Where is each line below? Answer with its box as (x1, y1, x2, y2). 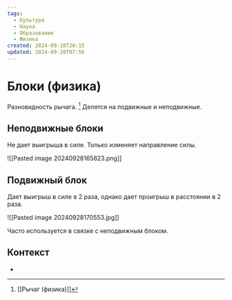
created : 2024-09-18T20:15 (7, 42, 85, 49)
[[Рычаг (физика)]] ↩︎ (17, 285, 79, 293)
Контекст (7, 247, 50, 259)
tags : (7, 10, 23, 17)
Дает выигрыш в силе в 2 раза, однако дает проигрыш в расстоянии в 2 (7, 193, 221, 201)
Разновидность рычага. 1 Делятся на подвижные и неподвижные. (7, 101, 202, 111)
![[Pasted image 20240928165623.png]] (7, 154, 122, 162)
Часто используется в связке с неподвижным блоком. (7, 227, 168, 235)
